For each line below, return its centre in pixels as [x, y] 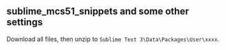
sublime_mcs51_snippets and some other [98, 11]
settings [25, 23]
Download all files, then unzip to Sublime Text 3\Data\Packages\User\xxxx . [113, 39]
